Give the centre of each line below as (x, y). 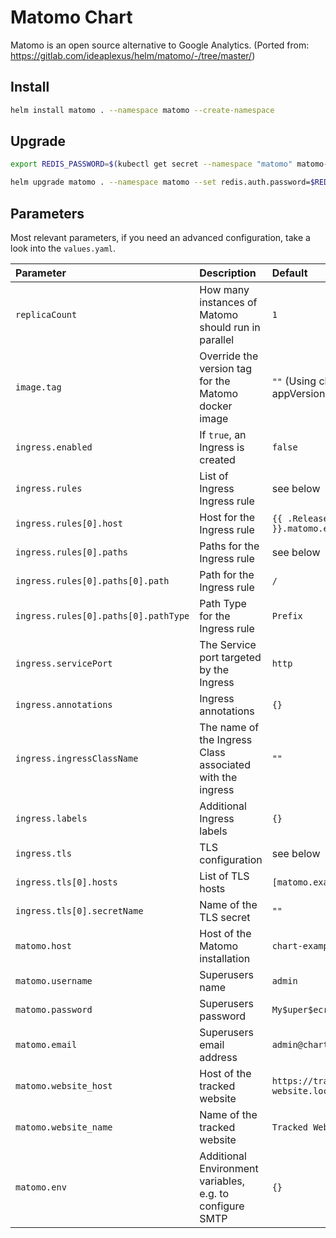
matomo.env (41, 1187)
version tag (226, 368)
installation (225, 958)
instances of (228, 302)
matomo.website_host (64, 1086)
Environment (229, 1168)
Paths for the (229, 546)
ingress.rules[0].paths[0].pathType (102, 616)
